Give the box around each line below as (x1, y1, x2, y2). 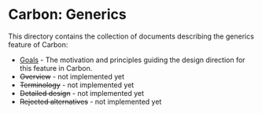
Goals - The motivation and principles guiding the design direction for (19, 55, 245, 64)
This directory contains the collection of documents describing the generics (8, 31, 254, 41)
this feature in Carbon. (19, 63, 93, 72)
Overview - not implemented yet (19, 72, 124, 81)
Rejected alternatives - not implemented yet (19, 97, 162, 106)
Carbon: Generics (8, 6, 127, 24)
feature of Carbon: (8, 39, 68, 49)
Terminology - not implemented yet (19, 80, 135, 90)
